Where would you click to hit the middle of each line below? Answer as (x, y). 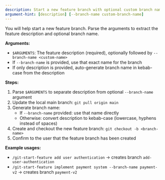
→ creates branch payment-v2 (48, 172)
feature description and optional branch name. (52, 34)
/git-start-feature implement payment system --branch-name (75, 167)
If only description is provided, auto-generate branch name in (74, 68)
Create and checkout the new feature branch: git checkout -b (75, 128)
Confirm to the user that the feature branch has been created (74, 138)
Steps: (12, 82)
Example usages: (23, 147)
